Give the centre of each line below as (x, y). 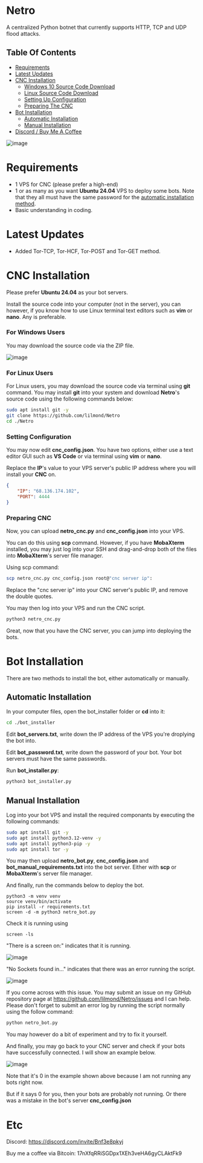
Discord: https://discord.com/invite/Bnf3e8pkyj (65, 1142)
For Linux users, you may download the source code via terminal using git (98, 386)
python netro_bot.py (32, 1023)
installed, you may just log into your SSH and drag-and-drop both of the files (101, 549)
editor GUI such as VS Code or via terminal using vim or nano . (84, 456)
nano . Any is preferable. (36, 317)
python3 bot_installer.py (39, 782)
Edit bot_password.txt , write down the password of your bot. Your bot (94, 752)
